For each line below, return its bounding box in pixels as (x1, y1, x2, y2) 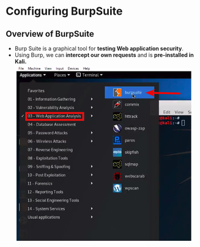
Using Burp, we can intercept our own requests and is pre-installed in (14, 51, 194, 59)
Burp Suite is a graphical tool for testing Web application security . (14, 45, 184, 52)
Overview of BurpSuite (6, 29, 94, 39)
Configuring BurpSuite (6, 4, 123, 18)
